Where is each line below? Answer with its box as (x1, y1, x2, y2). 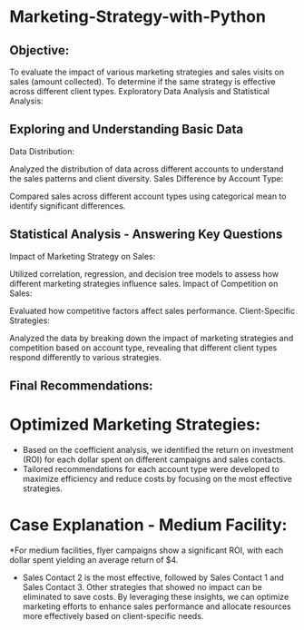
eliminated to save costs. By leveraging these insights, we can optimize (22, 591, 289, 602)
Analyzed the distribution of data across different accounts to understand (9, 163, 284, 174)
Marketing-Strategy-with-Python (9, 6, 266, 27)
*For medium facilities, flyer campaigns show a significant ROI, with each (9, 545, 284, 556)
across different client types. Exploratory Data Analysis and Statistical (9, 86, 270, 96)
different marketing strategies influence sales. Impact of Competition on (9, 278, 279, 289)
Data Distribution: (9, 145, 75, 156)
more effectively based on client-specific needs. (22, 610, 204, 621)
